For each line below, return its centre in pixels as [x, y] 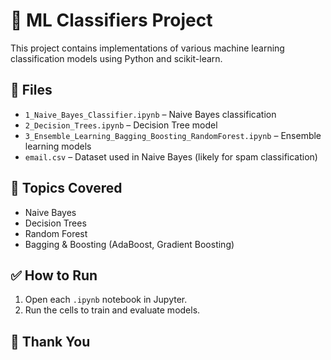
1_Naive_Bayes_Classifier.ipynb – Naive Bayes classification [150, 114]
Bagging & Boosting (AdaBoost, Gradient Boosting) [129, 244]
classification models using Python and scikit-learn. [116, 58]
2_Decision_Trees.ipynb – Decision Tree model [121, 125]
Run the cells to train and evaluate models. [112, 310]
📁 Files [31, 90]
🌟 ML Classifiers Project [111, 20]
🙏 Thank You [50, 341]
